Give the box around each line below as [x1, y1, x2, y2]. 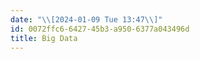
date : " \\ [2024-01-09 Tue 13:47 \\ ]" [10, 14, 163, 25]
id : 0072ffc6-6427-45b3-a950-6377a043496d [10, 24, 190, 34]
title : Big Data [10, 33, 78, 43]
